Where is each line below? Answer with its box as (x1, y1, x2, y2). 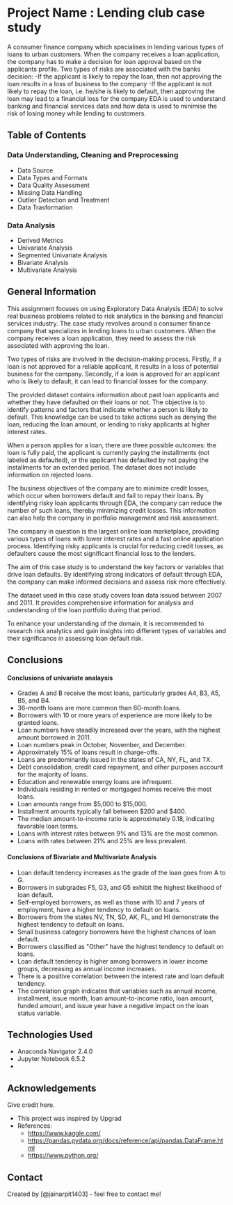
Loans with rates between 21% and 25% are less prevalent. (17, 837, 188, 845)
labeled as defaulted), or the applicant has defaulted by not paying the (7, 456, 209, 464)
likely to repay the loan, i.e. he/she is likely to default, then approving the (7, 87, 216, 95)
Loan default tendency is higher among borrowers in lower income (17, 957, 209, 965)
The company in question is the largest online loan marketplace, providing (7, 527, 220, 535)
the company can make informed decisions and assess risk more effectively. (7, 577, 227, 586)
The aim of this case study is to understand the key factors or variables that (7, 562, 224, 571)
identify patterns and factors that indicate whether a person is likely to (7, 405, 209, 413)
